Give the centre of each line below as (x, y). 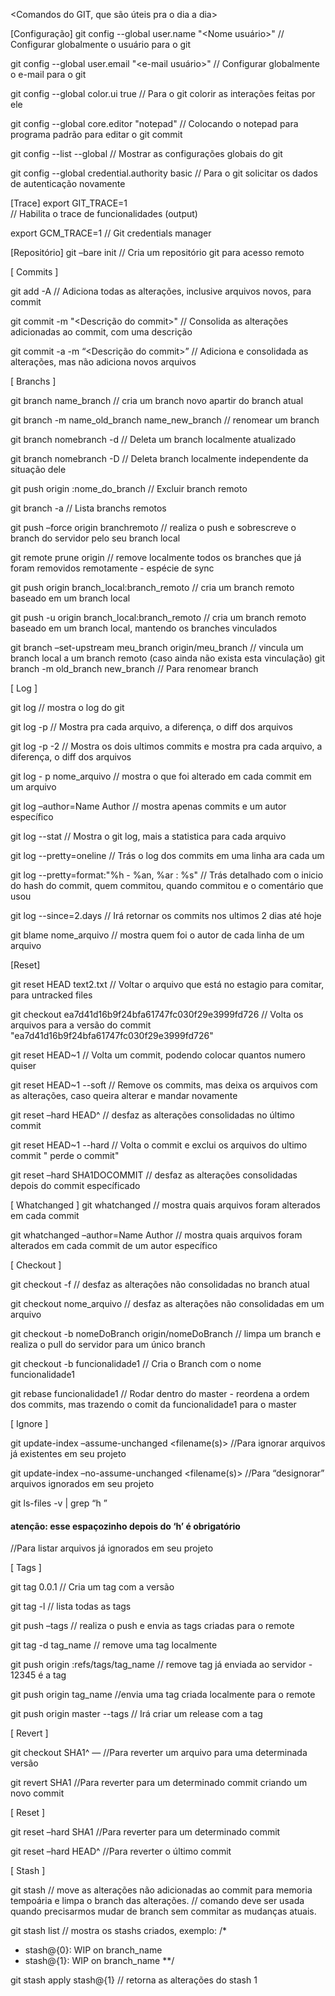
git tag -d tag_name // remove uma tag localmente (114, 1645)
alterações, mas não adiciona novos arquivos (103, 362)
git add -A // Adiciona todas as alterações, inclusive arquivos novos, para (161, 291)
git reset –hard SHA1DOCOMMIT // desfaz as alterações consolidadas (154, 1175)
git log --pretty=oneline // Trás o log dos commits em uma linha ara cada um (167, 855)
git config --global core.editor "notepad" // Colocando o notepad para (154, 123)
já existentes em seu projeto (68, 1453)
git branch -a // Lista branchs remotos (88, 508)
